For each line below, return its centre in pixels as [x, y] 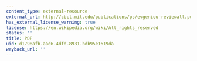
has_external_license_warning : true [51, 22]
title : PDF [19, 38]
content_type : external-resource [47, 11]
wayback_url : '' [26, 49]
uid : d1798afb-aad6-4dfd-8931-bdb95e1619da [60, 44]
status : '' [19, 33]
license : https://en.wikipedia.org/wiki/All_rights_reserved [82, 28]
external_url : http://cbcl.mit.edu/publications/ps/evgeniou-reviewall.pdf [101, 17]
